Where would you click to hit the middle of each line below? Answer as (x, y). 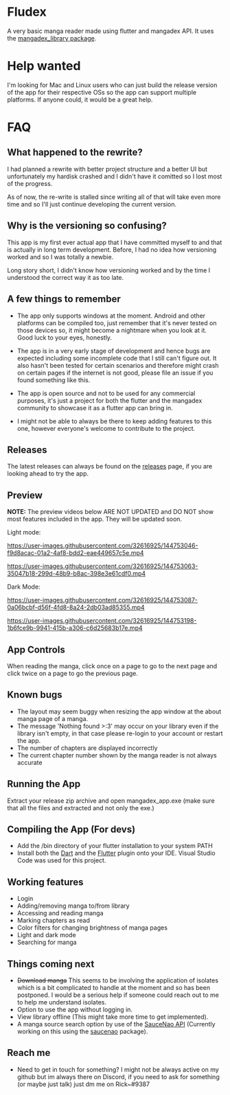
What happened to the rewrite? (75, 153)
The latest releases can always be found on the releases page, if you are (110, 467)
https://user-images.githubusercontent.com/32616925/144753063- (103, 566)
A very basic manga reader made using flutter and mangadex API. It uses (111, 31)
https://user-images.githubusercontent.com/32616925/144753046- (103, 545)
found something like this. (54, 380)
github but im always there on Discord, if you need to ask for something (118, 1076)
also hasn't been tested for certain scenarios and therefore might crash (118, 365)
